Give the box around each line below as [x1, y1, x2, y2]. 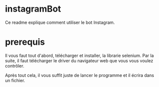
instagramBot [5, 3, 61, 15]
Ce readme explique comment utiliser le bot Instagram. [5, 19, 115, 25]
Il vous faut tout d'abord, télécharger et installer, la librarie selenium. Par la [5, 52, 154, 58]
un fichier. [5, 77, 25, 83]
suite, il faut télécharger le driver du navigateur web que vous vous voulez [5, 57, 153, 64]
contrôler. [5, 63, 24, 69]
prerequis [5, 36, 45, 48]
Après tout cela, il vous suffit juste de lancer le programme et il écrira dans [5, 72, 155, 78]
